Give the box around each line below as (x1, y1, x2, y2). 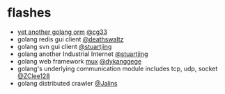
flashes (7, 5, 52, 21)
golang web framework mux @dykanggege (17, 57, 142, 65)
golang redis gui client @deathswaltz (17, 35, 124, 43)
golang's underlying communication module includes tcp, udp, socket (17, 64, 218, 73)
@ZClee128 (17, 71, 51, 80)
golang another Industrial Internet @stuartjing (17, 50, 148, 58)
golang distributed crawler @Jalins (17, 79, 118, 87)
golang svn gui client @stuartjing (17, 42, 112, 50)
